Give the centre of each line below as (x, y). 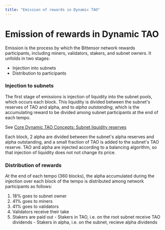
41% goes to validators (35, 207)
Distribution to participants (39, 73)
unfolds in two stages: (28, 58)
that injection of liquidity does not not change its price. (60, 152)
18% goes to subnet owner (39, 196)
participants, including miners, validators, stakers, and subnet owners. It (78, 53)
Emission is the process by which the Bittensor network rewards (70, 48)
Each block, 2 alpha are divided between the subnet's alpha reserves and (80, 137)
